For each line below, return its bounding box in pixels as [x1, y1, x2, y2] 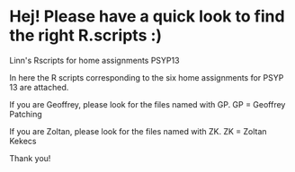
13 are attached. [9, 82, 69, 92]
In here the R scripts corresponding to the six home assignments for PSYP [9, 72, 284, 82]
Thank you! [9, 152, 51, 163]
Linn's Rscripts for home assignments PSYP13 [9, 55, 180, 65]
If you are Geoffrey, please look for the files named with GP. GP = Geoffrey [9, 99, 286, 109]
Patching [9, 108, 42, 119]
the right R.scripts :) [9, 25, 163, 46]
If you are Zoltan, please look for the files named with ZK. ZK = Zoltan [9, 125, 267, 136]
